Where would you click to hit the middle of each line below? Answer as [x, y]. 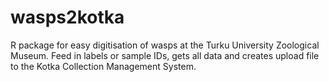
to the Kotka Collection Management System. [103, 66]
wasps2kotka [67, 17]
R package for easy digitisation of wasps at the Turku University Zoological [165, 45]
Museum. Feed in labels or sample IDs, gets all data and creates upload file [165, 55]
